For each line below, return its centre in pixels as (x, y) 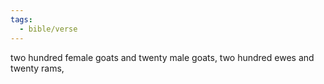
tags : (21, 19)
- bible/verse (48, 29)
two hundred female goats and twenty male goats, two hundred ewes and (162, 57)
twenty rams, (37, 68)
